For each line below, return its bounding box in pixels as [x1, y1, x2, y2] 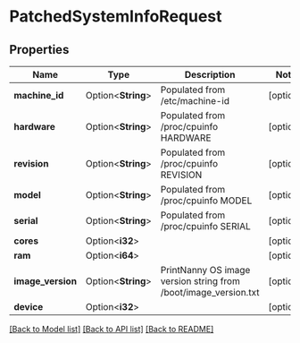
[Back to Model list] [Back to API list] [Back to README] [9, 324, 214, 334]
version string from [160, 275, 241, 287]
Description [184, 69, 236, 81]
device [13, 301, 44, 313]
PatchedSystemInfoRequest [9, 6, 222, 27]
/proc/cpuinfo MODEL [160, 194, 253, 207]
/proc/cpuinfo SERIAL [160, 220, 252, 232]
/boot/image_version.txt [160, 287, 260, 298]
